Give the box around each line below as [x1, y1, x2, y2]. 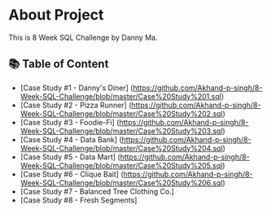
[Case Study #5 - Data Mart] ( [20, 152, 120, 162]
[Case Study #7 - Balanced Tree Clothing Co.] [20, 186, 175, 196]
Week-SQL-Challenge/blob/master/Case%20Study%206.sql [20, 177, 223, 188]
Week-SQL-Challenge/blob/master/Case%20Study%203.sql [20, 126, 223, 136]
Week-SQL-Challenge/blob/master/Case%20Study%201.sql [20, 91, 222, 101]
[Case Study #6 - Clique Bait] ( [20, 169, 124, 179]
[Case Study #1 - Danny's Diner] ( [20, 83, 133, 93]
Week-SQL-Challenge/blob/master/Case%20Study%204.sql [20, 143, 224, 153]
